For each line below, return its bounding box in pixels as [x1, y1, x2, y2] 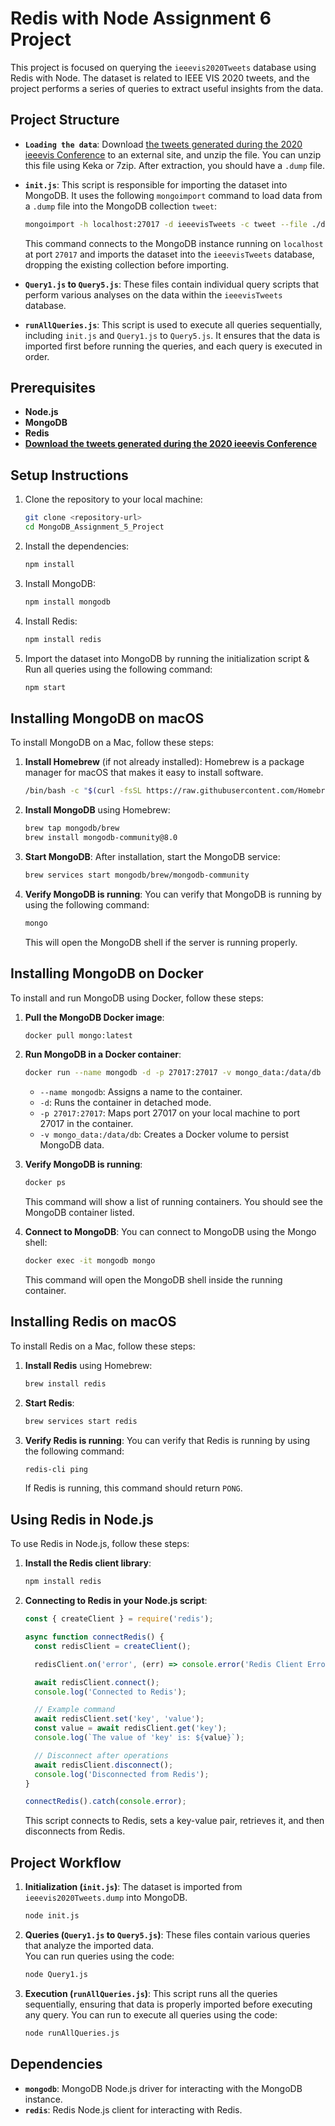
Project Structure [10, 112, 120, 129]
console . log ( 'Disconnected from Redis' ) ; [34, 1769, 210, 1779]
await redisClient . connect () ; [34, 1677, 160, 1687]
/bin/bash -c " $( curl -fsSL [24, 786, 143, 796]
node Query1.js [24, 1969, 89, 1979]
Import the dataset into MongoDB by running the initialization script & [24, 652, 310, 664]
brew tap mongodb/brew [24, 823, 120, 834]
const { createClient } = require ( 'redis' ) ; [24, 1614, 214, 1624]
